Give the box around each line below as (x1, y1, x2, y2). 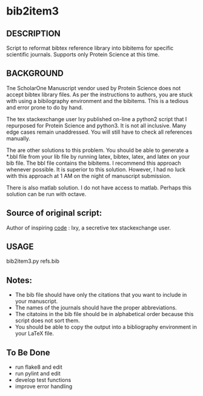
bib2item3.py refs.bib (6, 257, 59, 265)
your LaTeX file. (15, 330, 55, 337)
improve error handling (15, 383, 73, 390)
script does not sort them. (15, 317, 80, 325)
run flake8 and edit (15, 363, 62, 371)
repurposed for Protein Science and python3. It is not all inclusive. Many (6, 122, 187, 129)
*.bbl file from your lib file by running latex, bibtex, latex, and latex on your (6, 153, 190, 160)
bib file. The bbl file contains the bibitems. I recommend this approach (6, 159, 181, 167)
